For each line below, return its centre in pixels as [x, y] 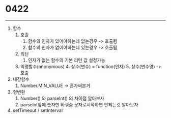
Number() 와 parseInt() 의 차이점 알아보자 [62, 98]
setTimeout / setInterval [37, 110]
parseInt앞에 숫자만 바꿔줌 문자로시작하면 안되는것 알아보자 [79, 104]
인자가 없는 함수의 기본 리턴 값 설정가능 [66, 60]
